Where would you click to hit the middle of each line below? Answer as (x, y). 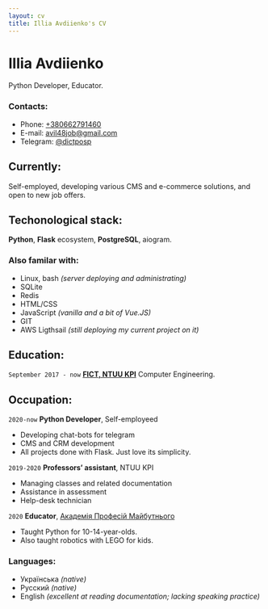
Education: (36, 355)
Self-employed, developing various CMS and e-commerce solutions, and (130, 186)
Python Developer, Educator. (56, 86)
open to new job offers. (47, 195)
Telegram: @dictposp (56, 141)
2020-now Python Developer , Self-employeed (84, 419)
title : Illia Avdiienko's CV (57, 23)
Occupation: (40, 399)
